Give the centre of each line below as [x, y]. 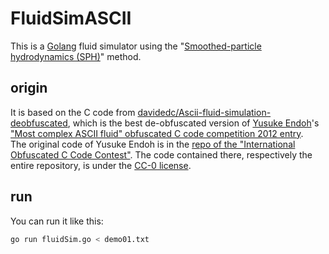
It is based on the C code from [73, 112]
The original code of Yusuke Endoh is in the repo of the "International [153, 144]
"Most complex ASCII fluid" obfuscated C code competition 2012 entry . [157, 133]
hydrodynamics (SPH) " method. [76, 56]
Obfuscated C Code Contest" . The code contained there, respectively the [161, 154]
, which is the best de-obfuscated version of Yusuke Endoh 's [193, 123]
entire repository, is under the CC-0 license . [101, 165]
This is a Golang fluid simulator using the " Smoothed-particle [136, 46]
